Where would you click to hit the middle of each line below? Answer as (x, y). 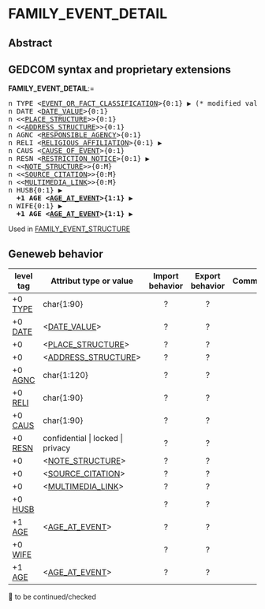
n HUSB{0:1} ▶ (35, 191)
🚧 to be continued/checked (52, 597)
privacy (57, 448)
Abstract (30, 43)
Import (166, 276)
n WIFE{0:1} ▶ (35, 206)
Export (207, 276)
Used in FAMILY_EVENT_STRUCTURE (69, 229)
